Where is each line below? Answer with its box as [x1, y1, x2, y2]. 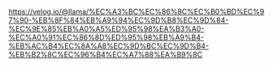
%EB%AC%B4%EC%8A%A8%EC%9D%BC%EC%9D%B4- [8, 41, 210, 51]
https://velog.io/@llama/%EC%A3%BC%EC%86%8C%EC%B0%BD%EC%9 [8, 7, 265, 16]
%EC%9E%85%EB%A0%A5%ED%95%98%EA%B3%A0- [8, 24, 205, 33]
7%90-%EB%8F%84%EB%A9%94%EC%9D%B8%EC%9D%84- [8, 15, 229, 25]
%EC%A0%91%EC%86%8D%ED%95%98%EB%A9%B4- [8, 32, 205, 42]
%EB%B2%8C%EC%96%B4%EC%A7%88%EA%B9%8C [8, 50, 203, 59]
